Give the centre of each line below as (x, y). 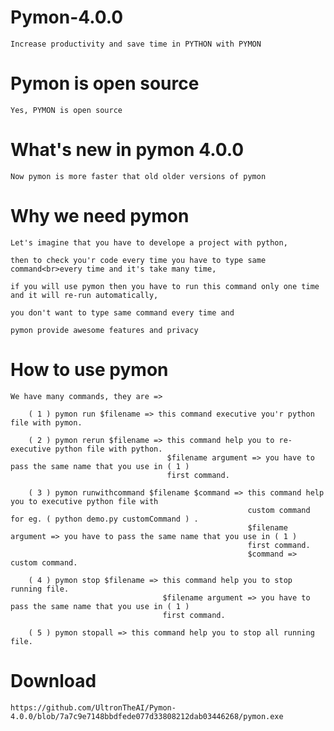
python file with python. (108, 449)
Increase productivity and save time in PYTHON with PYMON (136, 44)
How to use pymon (89, 369)
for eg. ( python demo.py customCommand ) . (104, 519)
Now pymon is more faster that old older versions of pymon (138, 176)
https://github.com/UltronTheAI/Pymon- (93, 707)
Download (53, 680)
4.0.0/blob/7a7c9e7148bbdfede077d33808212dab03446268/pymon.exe (147, 716)
